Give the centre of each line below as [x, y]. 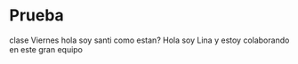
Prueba [36, 16]
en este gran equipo [46, 49]
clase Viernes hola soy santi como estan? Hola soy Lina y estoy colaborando [149, 40]
